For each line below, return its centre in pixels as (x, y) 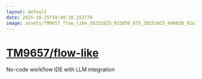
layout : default (26, 12)
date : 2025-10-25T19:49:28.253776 (50, 17)
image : (14, 23)
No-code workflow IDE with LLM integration (61, 69)
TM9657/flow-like (53, 53)
